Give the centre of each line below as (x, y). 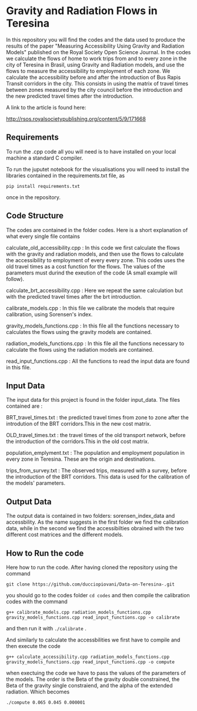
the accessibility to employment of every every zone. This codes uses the (96, 260)
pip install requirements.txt (43, 186)
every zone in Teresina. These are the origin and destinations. (81, 459)
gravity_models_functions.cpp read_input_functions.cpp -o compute (91, 662)
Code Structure (35, 216)
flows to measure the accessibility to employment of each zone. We (88, 71)
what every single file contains (43, 236)
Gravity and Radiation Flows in (82, 11)
